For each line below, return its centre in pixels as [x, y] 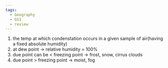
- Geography [23, 15]
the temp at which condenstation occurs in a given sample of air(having [88, 39]
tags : [11, 10]
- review [19, 24]
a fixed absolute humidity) [40, 44]
